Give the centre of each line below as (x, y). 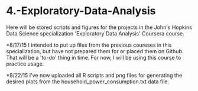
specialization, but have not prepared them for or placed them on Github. (95, 51)
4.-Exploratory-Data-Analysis (81, 11)
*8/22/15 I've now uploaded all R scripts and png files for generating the (94, 75)
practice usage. (25, 64)
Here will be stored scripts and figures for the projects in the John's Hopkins (99, 27)
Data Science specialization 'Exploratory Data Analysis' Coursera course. (95, 33)
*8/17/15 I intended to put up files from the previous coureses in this (89, 45)
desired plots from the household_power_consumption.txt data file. (88, 82)
